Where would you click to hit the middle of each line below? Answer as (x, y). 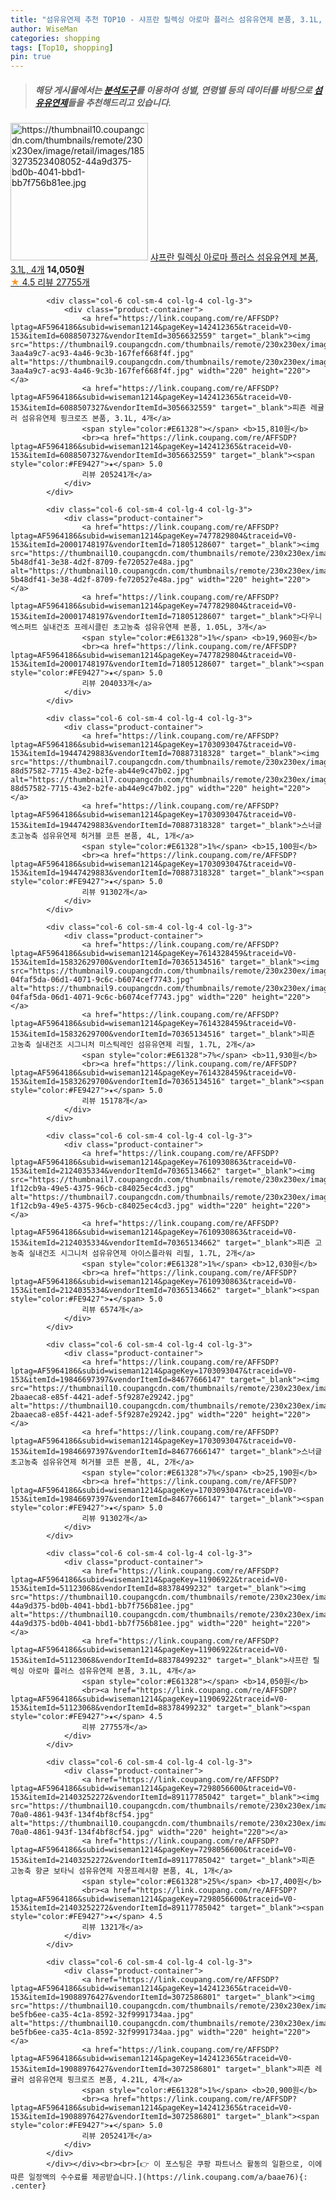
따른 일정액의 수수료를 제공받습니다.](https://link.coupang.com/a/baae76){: (159, 2177)
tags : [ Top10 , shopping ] (62, 47)
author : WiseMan (44, 29)
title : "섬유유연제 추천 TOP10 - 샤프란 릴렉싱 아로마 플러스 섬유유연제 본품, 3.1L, (166, 19)
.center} (28, 2186)
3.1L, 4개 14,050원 (47, 270)
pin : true (31, 57)
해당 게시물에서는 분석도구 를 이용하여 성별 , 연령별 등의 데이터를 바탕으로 (173, 90)
